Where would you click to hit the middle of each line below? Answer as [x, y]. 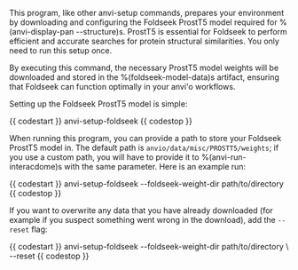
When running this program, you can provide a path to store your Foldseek [145, 138]
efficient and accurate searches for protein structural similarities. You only [144, 41]
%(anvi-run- [223, 157]
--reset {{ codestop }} [49, 256]
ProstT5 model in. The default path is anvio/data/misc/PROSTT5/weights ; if [144, 147]
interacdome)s [36, 167]
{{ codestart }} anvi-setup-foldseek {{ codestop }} [101, 121]
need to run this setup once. [61, 51]
